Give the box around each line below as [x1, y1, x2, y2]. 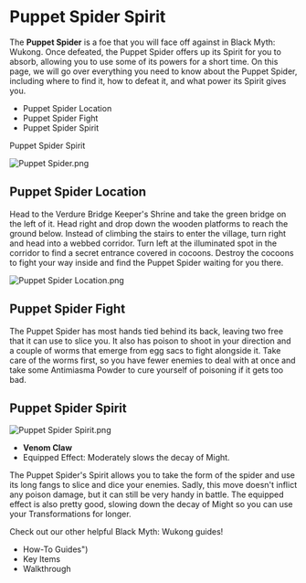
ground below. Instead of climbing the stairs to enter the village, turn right [9, 228, 286, 238]
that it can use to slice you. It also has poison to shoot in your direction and [9, 335, 291, 346]
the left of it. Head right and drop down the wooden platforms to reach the [9, 217, 289, 229]
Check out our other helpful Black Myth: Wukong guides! [9, 526, 224, 537]
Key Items [22, 554, 61, 565]
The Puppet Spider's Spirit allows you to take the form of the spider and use [9, 470, 295, 481]
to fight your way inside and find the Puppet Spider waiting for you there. [9, 257, 284, 268]
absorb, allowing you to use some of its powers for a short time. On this [9, 56, 279, 67]
